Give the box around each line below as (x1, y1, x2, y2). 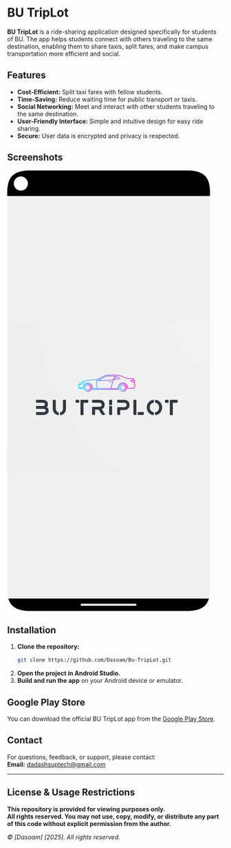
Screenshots (7, 151, 63, 163)
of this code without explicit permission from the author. (7, 819, 172, 827)
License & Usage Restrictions (7, 787, 135, 798)
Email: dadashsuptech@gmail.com (7, 760, 106, 768)
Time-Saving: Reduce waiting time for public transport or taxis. (16, 95, 197, 103)
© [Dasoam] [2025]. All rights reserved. (7, 833, 120, 841)
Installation (7, 624, 56, 636)
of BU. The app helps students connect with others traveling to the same (7, 34, 213, 43)
